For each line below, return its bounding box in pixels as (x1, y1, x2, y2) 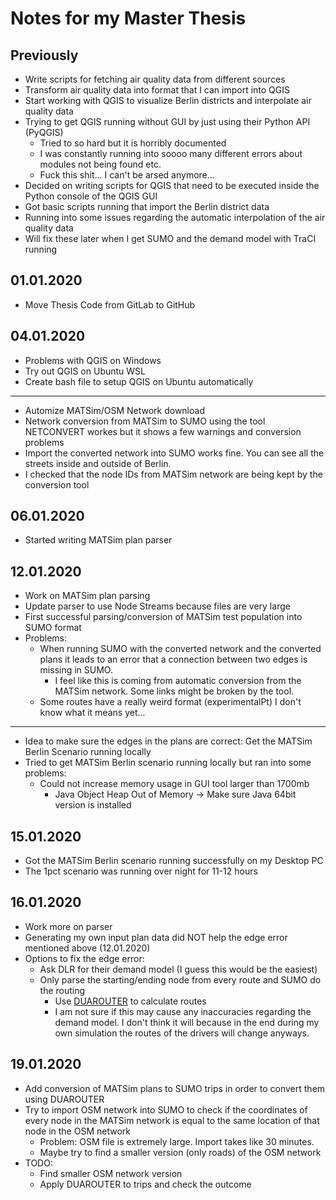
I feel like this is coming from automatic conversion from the (54, 675, 302, 687)
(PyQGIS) (24, 127, 64, 138)
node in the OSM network (24, 1125, 131, 1137)
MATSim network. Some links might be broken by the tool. (54, 685, 295, 697)
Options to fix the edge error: (24, 952, 145, 964)
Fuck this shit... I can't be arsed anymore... (39, 169, 215, 181)
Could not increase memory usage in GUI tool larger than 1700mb (39, 778, 310, 790)
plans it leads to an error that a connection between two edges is (39, 653, 308, 666)
